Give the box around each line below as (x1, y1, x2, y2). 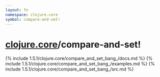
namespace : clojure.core (5, 12, 58, 17)
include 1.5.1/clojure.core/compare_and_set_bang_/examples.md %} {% (5, 61, 155, 67)
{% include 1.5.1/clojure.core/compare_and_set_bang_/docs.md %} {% (5, 55, 153, 61)
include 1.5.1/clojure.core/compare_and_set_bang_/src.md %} (5, 66, 134, 72)
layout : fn (5, 7, 29, 13)
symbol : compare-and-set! (5, 17, 60, 22)
